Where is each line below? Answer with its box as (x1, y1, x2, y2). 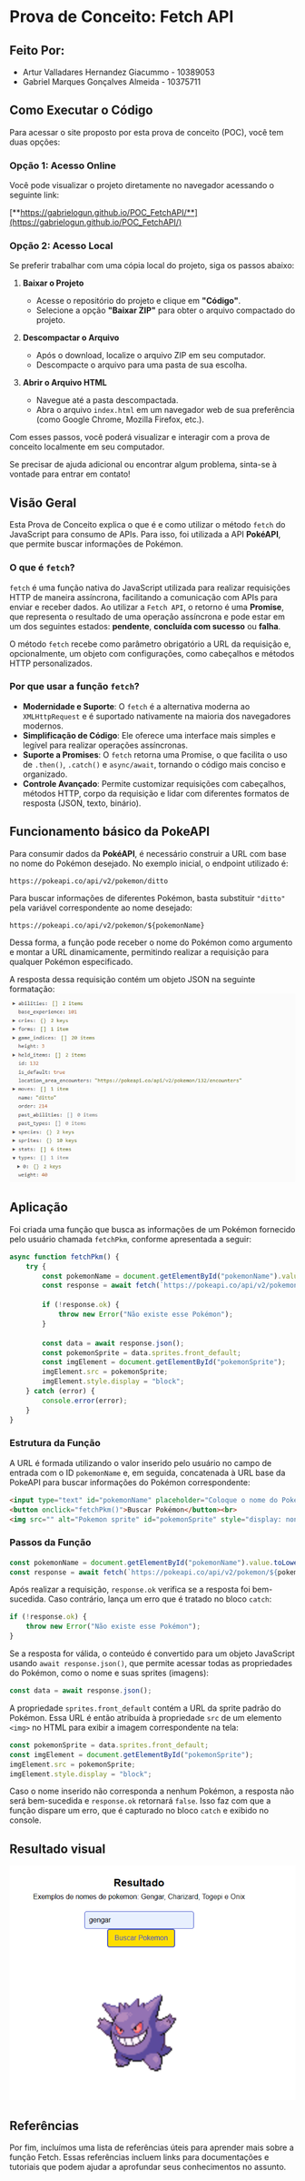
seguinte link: (9, 189, 60, 201)
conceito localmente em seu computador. (9, 441, 165, 452)
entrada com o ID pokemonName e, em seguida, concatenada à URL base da (9, 1467, 286, 1478)
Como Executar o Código (9, 103, 153, 118)
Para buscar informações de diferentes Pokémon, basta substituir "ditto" (9, 892, 286, 903)
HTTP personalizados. (9, 658, 93, 668)
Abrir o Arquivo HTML (22, 377, 107, 388)
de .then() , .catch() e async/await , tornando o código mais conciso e (22, 759, 286, 769)
